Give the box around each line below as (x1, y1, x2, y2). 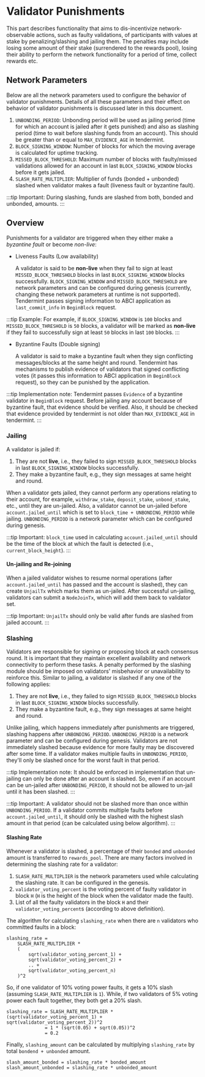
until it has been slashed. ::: (6, 788, 75, 796)
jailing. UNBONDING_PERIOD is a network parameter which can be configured (6, 515, 193, 523)
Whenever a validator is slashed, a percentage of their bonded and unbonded (6, 847, 195, 855)
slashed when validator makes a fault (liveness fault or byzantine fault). (15, 181, 195, 189)
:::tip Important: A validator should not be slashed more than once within (6, 800, 188, 807)
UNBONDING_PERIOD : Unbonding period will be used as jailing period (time (15, 116, 196, 123)
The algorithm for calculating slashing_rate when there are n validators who (6, 917, 199, 924)
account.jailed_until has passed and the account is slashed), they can (6, 581, 188, 588)
